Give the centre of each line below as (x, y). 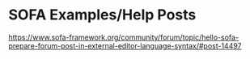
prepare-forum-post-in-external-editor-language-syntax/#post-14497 (125, 45)
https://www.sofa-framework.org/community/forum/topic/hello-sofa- (124, 37)
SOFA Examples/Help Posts (102, 15)
